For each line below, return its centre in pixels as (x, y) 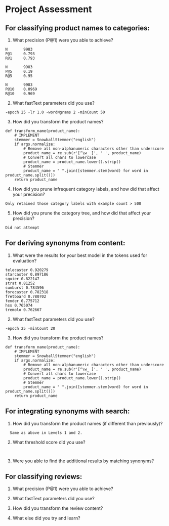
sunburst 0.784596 (25, 288)
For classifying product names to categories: (78, 28)
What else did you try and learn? (46, 518)
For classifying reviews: (44, 477)
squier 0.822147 (22, 279)
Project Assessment (49, 9)
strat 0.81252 (20, 283)
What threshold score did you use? (49, 442)
